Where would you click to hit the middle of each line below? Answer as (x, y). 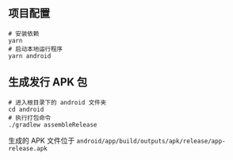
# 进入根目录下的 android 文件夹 (57, 102)
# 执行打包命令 (30, 118)
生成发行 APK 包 (48, 82)
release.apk (28, 148)
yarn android (30, 56)
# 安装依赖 (24, 33)
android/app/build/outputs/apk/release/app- (151, 141)
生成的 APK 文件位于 (42, 140)
